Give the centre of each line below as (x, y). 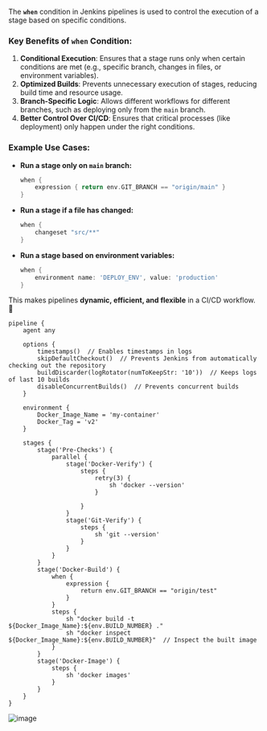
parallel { (70, 458)
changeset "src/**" (68, 232)
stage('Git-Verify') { (104, 521)
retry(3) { (113, 478)
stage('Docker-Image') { (79, 661)
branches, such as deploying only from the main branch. (113, 110)
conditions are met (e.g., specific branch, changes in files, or (121, 67)
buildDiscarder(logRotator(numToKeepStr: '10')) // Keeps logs (147, 373)
